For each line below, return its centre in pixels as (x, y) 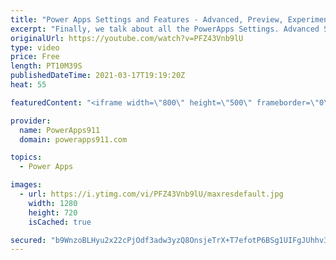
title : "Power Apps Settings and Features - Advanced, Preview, (147, 19)
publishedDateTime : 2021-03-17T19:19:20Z (98, 76)
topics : (26, 157)
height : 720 (53, 212)
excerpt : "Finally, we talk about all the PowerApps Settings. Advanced (165, 29)
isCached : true (60, 222)
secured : (28, 240)
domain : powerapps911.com (73, 139)
